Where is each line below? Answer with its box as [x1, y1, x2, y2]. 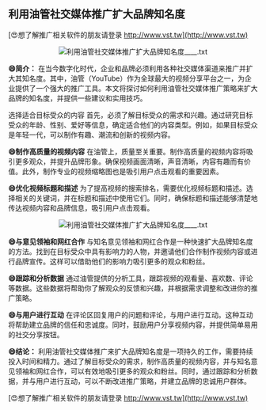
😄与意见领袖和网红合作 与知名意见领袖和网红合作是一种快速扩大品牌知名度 [8, 237, 253, 246]
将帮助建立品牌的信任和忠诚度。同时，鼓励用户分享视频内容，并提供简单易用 [8, 320, 258, 329]
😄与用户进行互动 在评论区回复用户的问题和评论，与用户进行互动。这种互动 [8, 309, 253, 319]
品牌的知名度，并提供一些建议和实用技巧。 [8, 93, 147, 103]
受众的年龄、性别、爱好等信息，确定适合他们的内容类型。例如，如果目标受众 [8, 120, 258, 129]
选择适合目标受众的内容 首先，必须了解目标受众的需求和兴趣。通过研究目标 [8, 110, 253, 120]
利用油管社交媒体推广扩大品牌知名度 [8, 7, 185, 21]
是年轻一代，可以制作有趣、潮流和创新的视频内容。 [8, 130, 175, 139]
